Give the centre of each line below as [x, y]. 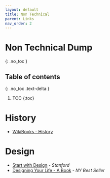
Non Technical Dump [49, 48]
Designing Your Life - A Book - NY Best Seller [58, 170]
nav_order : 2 [18, 23]
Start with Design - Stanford [41, 165]
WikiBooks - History [33, 131]
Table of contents [33, 77]
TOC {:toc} [23, 98]
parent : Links [20, 19]
